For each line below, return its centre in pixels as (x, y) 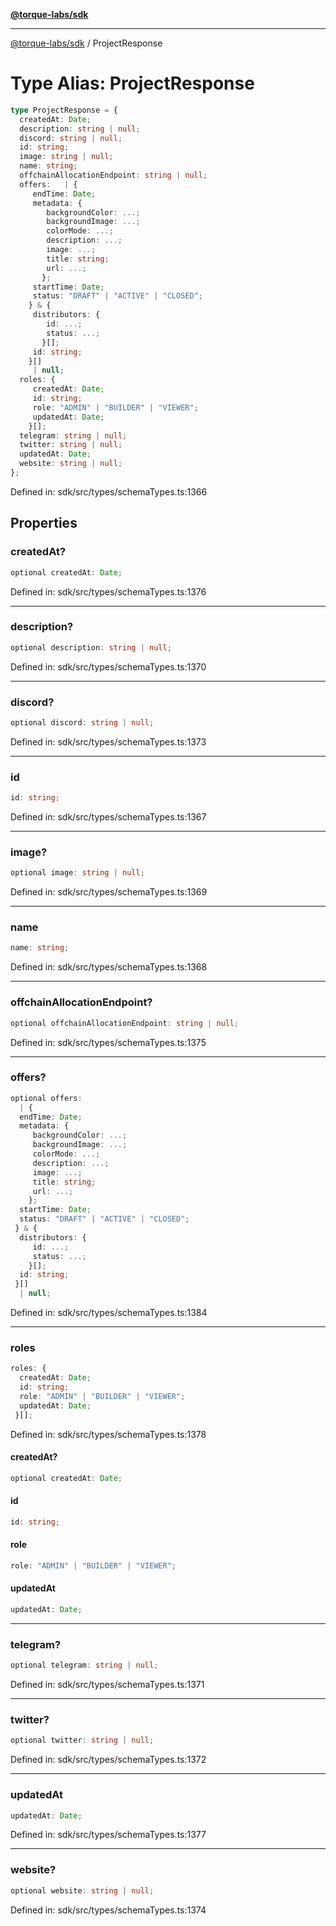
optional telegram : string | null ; (84, 1665)
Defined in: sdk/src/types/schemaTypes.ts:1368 (109, 967)
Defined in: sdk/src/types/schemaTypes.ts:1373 (108, 741)
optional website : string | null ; (82, 1890)
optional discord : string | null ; (82, 722)
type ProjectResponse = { (64, 110)
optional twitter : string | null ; (82, 1740)
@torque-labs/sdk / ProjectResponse (86, 43)
